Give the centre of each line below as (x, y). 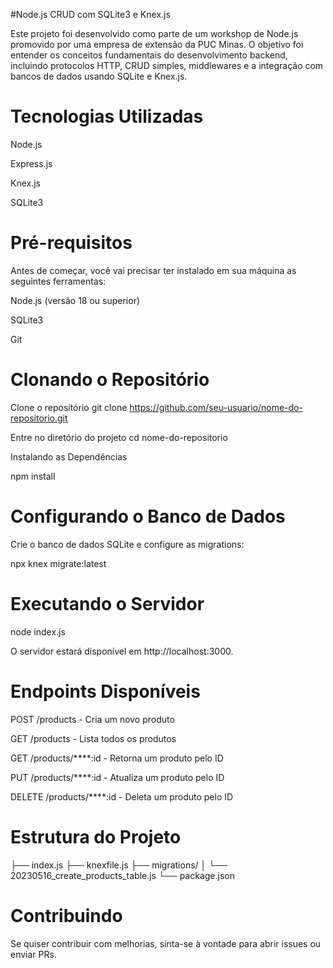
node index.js (38, 631)
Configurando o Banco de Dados (148, 516)
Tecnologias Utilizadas (107, 116)
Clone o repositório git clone (69, 407)
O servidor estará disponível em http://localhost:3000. (122, 651)
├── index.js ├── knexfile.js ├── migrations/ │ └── (119, 865)
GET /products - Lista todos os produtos (93, 738)
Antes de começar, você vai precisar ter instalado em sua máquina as (153, 270)
